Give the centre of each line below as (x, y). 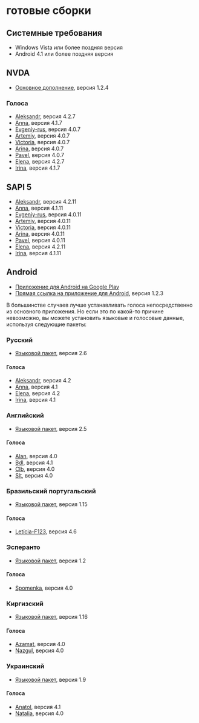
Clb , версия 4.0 (35, 469)
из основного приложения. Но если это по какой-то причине (85, 311)
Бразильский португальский (51, 491)
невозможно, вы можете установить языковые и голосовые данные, (95, 318)
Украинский (25, 666)
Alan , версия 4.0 (36, 456)
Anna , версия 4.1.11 (39, 208)
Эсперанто (23, 547)
